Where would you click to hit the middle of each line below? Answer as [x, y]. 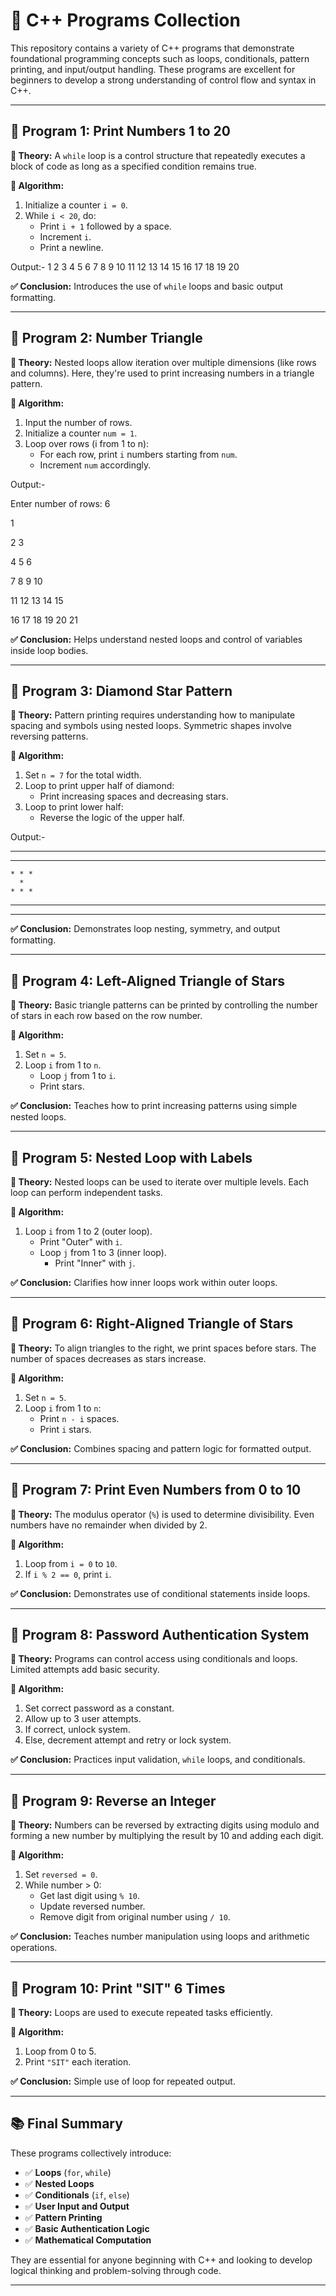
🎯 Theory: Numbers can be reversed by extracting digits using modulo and [165, 1825]
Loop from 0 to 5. [60, 2051]
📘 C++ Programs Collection [125, 20]
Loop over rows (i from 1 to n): [87, 443]
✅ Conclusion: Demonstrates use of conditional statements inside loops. [160, 1593]
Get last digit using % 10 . [89, 1896]
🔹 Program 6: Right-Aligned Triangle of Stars [152, 1324]
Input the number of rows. [78, 422]
